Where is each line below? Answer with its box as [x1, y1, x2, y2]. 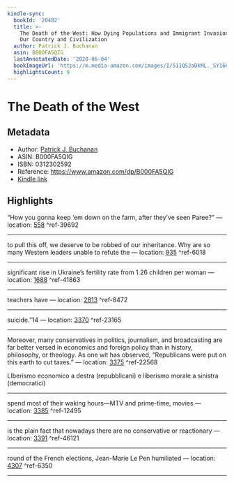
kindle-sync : [7, 10, 45, 17]
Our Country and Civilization [19, 36, 108, 43]
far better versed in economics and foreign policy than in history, [7, 343, 193, 352]
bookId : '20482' [13, 17, 61, 24]
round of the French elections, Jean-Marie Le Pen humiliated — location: [7, 454, 216, 463]
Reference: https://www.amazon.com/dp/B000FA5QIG [17, 167, 174, 175]
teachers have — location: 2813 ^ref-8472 [7, 296, 128, 304]
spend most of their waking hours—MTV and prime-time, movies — [7, 399, 202, 408]
